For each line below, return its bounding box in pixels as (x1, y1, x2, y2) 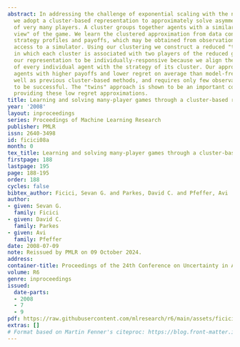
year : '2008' (7, 103, 46, 110)
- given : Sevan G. (7, 202, 62, 210)
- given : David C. (7, 216, 62, 223)
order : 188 (7, 176, 40, 183)
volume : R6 (7, 269, 40, 276)
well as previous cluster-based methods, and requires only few (14, 76, 209, 84)
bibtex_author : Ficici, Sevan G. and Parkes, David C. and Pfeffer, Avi (7, 190, 229, 197)
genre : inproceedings (7, 275, 72, 282)
